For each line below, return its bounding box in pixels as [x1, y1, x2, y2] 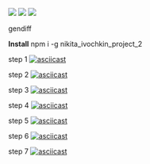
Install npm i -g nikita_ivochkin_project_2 [8, 40, 143, 48]
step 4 [8, 101, 29, 110]
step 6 [8, 132, 29, 140]
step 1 [8, 55, 28, 63]
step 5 [8, 116, 29, 125]
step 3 [8, 86, 29, 94]
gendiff [8, 24, 32, 33]
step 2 [8, 70, 29, 79]
